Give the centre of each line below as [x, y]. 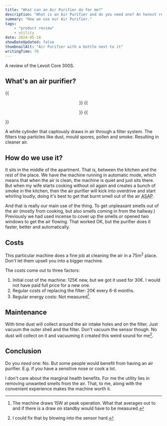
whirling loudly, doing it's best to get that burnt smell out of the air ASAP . [80, 196]
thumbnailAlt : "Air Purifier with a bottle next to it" [64, 47]
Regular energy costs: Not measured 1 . [51, 296]
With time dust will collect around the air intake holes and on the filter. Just [82, 324]
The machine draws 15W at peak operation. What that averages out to [84, 403]
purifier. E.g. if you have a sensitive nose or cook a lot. [61, 368]
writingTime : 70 [22, 51]
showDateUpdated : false [30, 42]
